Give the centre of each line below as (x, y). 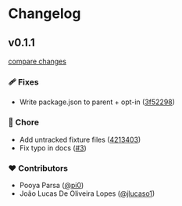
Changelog (45, 14)
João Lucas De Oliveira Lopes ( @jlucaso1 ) (87, 193)
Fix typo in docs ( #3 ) (53, 148)
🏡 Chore (23, 122)
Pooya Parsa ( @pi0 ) (52, 185)
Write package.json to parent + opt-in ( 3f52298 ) (97, 102)
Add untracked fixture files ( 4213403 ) (80, 139)
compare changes (37, 61)
